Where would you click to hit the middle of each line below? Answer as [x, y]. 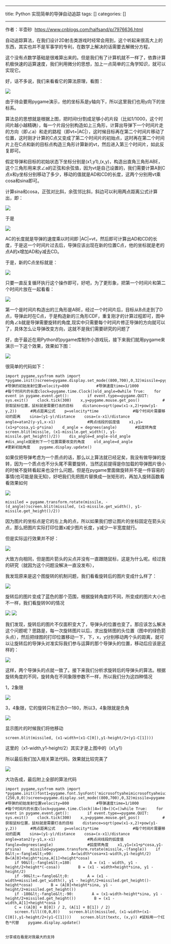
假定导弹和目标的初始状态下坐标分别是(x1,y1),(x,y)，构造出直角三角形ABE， [84, 162]
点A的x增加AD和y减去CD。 [34, 251]
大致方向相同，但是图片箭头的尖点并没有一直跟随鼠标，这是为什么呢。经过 [83, 559]
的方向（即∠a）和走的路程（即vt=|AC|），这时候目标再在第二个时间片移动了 [85, 131]
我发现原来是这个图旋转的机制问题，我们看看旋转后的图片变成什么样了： [81, 576]
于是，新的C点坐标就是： [32, 262]
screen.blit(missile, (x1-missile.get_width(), [57, 432]
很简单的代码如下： [25, 366]
